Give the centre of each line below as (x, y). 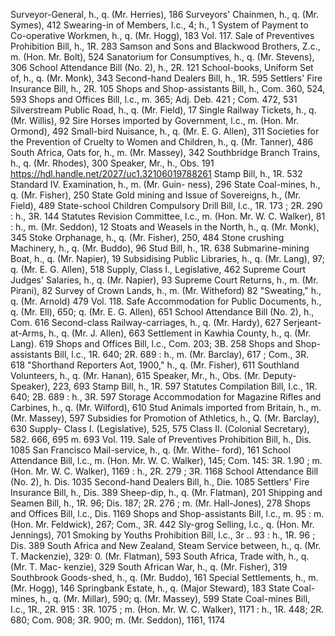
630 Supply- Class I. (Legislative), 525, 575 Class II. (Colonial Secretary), (160, 428)
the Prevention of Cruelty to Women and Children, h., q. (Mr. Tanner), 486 (162, 142)
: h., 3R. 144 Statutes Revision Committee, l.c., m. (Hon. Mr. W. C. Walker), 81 (168, 216)
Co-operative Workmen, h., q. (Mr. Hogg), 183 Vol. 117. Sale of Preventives (162, 35)
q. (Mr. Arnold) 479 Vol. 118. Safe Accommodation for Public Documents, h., (166, 301)
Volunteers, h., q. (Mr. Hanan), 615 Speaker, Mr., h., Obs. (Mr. (135, 375)
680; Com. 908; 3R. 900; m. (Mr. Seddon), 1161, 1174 (118, 620)
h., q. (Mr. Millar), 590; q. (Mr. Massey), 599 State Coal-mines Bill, (175, 598)
